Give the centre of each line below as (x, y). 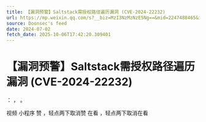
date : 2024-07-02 (29, 29)
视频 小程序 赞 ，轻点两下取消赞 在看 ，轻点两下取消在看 (77, 113)
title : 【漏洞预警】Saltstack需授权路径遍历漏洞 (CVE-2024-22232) (86, 12)
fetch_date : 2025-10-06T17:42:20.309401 (59, 35)
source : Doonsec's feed (37, 23)
